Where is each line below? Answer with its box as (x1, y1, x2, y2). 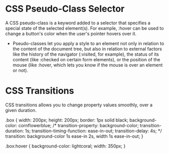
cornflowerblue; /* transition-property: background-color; (18, 122, 139, 128)
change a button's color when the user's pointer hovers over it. (5, 30, 137, 36)
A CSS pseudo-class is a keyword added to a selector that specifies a (5, 20, 151, 26)
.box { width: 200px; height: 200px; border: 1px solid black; (5, 117, 129, 123)
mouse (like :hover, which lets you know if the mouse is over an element (12, 62, 163, 68)
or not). (12, 67, 28, 73)
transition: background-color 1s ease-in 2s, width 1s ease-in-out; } (5, 133, 144, 139)
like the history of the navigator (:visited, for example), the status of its (12, 51, 159, 57)
